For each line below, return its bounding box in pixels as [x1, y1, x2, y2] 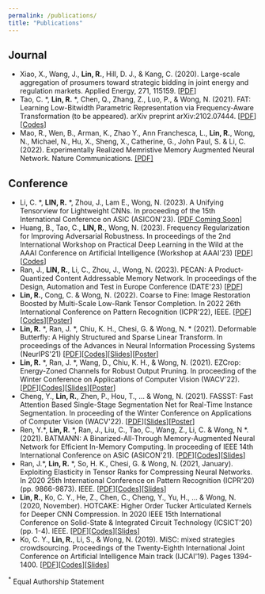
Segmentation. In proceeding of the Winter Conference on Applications [19, 408, 252, 418]
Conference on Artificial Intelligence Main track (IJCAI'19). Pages [19, 552, 232, 561]
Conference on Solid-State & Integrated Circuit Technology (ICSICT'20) [19, 518, 253, 527]
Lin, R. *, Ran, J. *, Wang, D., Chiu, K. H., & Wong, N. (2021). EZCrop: [19, 358, 241, 367]
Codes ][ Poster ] [22, 316, 73, 325]
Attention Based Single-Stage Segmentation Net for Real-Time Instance [19, 400, 253, 409]
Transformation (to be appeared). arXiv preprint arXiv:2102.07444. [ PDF [19, 112, 255, 121]
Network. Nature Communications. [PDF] [19, 154, 154, 163]
